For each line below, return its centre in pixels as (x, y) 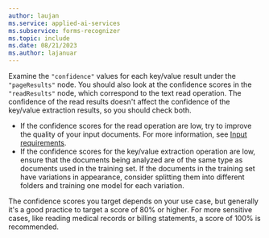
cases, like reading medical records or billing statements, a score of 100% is (134, 218)
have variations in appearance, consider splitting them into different (132, 177)
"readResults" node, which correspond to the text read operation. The (125, 93)
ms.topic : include (39, 38)
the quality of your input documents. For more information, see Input (133, 134)
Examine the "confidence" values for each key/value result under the (122, 76)
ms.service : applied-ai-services (64, 23)
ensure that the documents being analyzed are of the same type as (131, 160)
